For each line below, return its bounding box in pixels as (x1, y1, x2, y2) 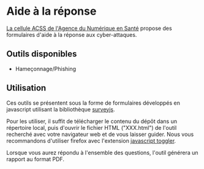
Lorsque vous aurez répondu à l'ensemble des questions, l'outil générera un (6, 149, 198, 156)
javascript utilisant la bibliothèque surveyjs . (6, 105, 115, 113)
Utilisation (6, 83, 47, 93)
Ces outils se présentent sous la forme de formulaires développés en (6, 99, 181, 107)
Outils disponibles (6, 49, 77, 59)
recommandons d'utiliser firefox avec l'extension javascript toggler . (6, 137, 176, 145)
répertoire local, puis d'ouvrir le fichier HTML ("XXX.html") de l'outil (6, 124, 177, 131)
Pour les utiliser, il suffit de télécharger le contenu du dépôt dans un (6, 118, 178, 125)
